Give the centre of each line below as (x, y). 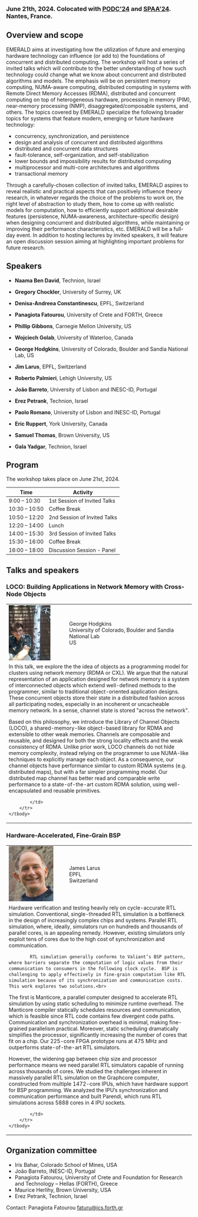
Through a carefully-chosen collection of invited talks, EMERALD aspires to (97, 185)
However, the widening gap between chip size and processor (83, 1058)
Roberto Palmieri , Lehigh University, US (63, 378)
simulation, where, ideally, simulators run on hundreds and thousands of (96, 926)
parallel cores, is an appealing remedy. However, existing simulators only (97, 932)
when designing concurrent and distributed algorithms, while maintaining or (98, 222)
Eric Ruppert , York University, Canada (61, 424)
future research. (26, 248)
